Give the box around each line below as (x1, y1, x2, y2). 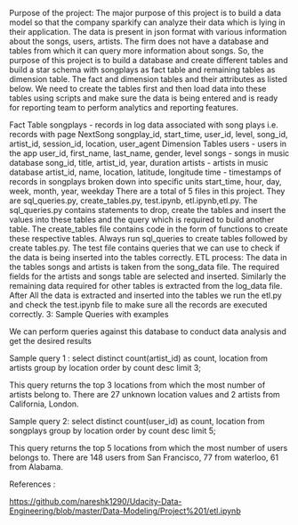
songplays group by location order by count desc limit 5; (9, 425, 216, 436)
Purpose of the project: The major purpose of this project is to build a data (9, 8, 282, 18)
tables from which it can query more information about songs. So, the (9, 45, 264, 56)
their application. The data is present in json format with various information (9, 27, 287, 37)
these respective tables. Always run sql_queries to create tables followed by (9, 234, 288, 243)
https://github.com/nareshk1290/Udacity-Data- (9, 496, 182, 506)
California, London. (9, 398, 79, 409)
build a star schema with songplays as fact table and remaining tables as (9, 64, 276, 75)
